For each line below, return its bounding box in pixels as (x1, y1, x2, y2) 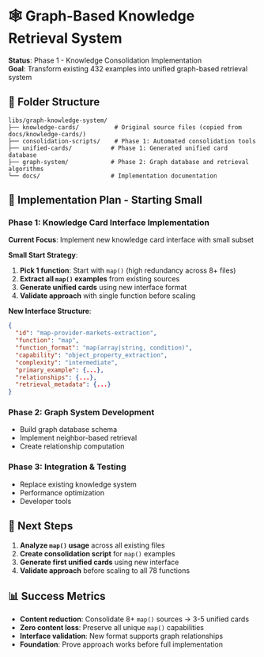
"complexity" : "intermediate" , (15, 358, 119, 366)
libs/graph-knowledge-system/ (8, 117, 108, 124)
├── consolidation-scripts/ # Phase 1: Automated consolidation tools (8, 137, 257, 145)
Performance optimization (19, 487, 105, 497)
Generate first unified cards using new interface (19, 557, 179, 567)
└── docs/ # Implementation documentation (8, 172, 217, 180)
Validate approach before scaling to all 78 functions (19, 565, 190, 575)
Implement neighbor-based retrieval (19, 434, 138, 443)
